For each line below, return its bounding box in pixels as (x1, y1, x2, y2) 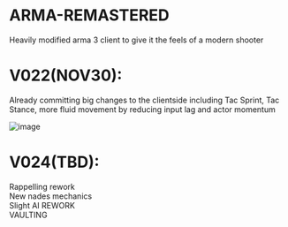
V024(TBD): (9, 152, 100, 172)
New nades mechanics (9, 191, 93, 201)
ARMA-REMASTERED (9, 5, 170, 26)
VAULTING (9, 209, 48, 220)
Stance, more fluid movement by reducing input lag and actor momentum (9, 103, 276, 115)
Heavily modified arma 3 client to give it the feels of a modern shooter (9, 34, 264, 45)
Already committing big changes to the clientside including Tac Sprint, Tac (9, 95, 280, 105)
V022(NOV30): (9, 65, 123, 86)
